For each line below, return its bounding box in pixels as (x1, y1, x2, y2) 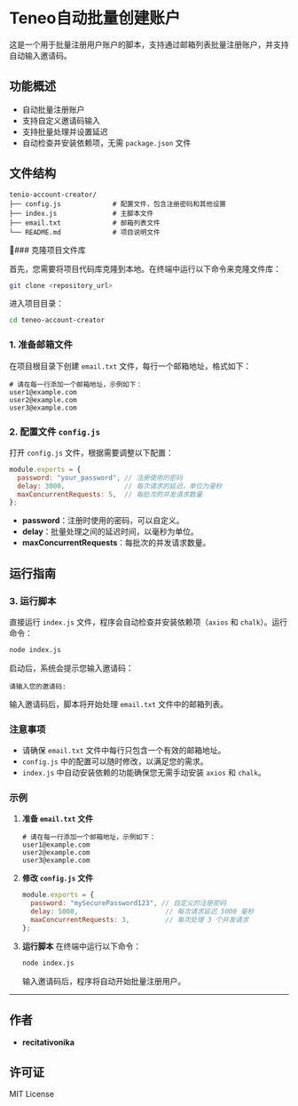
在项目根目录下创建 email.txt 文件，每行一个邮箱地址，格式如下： (9, 361, 252, 371)
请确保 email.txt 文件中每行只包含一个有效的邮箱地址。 (21, 745, 226, 756)
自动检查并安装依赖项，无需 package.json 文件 (21, 137, 192, 147)
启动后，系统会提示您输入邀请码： (9, 663, 134, 673)
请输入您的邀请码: (9, 681, 67, 691)
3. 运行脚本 (9, 594, 57, 607)
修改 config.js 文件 (21, 872, 93, 884)
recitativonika (21, 1037, 75, 1047)
